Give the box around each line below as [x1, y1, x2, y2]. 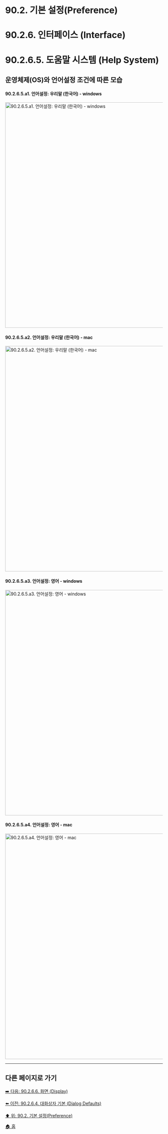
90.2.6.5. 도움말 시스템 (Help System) [5, 54, 159, 66]
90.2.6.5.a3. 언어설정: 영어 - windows [5, 578, 82, 584]
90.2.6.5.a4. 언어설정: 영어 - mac [5, 822, 72, 828]
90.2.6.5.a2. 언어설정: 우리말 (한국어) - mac [5, 334, 93, 340]
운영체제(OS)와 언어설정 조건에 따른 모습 [5, 76, 122, 84]
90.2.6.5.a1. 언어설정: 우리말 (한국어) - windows [5, 91, 102, 97]
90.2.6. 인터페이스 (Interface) [5, 30, 126, 41]
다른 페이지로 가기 [5, 1074, 57, 1082]
